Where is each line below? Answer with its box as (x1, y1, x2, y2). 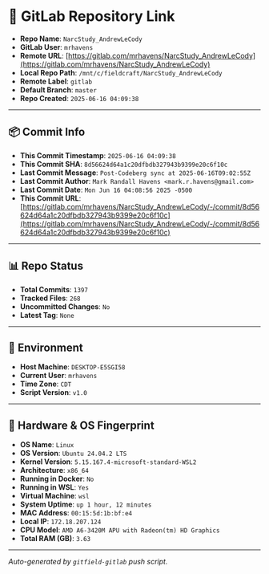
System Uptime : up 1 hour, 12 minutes (19, 499, 152, 509)
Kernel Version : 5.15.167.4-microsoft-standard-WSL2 (19, 457, 197, 466)
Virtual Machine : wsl (19, 491, 90, 501)
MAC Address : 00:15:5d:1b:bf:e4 (19, 508, 133, 518)
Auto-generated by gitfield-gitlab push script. (8, 557, 168, 567)
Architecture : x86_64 (19, 466, 90, 475)
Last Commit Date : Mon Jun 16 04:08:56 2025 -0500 (19, 185, 193, 194)
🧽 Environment (8, 340, 83, 354)
